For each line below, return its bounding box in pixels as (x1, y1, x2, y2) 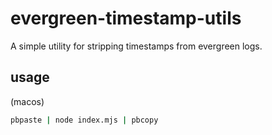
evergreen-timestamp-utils (10, 7, 242, 30)
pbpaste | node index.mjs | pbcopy (10, 115, 159, 125)
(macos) (10, 95, 45, 107)
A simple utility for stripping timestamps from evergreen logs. (10, 40, 263, 52)
